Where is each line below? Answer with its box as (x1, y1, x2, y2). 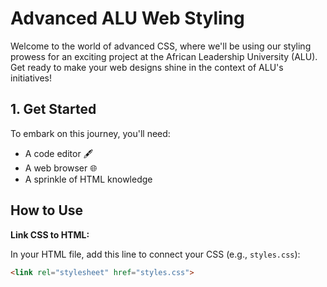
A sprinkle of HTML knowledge (24, 173, 153, 185)
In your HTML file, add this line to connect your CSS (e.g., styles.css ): (10, 248, 301, 260)
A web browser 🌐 (24, 162, 98, 174)
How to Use (10, 202, 84, 219)
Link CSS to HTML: (10, 228, 90, 241)
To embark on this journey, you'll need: (10, 127, 171, 139)
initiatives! (10, 72, 53, 84)
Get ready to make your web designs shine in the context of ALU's (10, 61, 284, 73)
